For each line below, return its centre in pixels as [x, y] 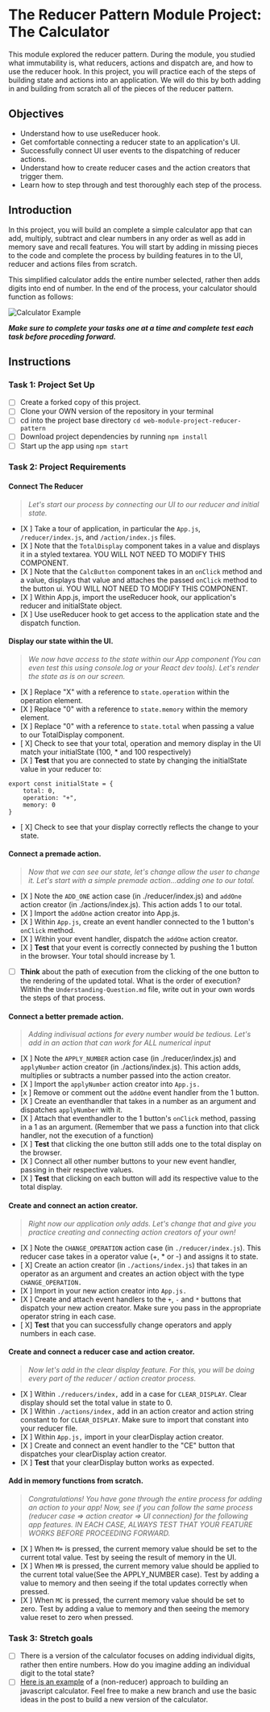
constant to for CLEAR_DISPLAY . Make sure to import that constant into [134, 1419]
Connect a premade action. [55, 854]
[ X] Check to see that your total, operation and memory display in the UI [140, 743]
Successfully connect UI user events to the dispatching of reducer [130, 150]
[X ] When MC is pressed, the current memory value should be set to [132, 1600]
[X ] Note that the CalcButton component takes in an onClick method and [141, 571]
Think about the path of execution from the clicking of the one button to [139, 972]
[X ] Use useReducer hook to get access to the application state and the [140, 614]
